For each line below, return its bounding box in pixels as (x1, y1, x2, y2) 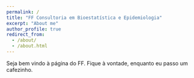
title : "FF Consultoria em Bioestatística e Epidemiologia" (6, 15, 163, 21)
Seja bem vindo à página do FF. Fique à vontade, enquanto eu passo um (6, 59, 188, 67)
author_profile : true (6, 26, 62, 32)
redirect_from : (6, 32, 45, 38)
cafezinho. (6, 66, 33, 73)
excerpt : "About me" (6, 20, 59, 26)
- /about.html (12, 43, 48, 49)
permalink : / (6, 9, 40, 15)
